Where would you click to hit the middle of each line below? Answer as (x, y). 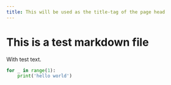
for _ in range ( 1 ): (31, 70)
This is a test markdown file (78, 42)
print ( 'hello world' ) (45, 76)
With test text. (24, 59)
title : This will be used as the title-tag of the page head (86, 12)
